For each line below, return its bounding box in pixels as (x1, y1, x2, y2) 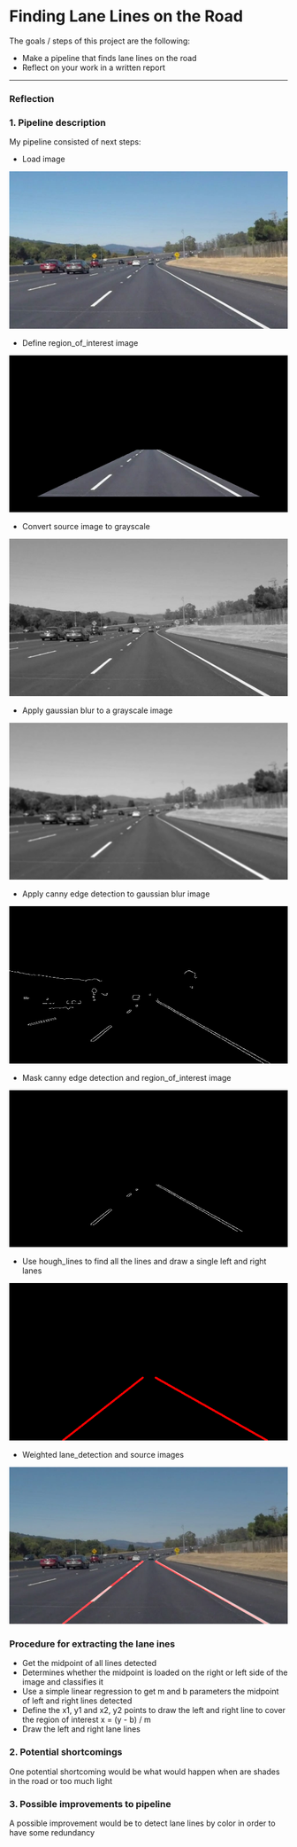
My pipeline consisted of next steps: (9, 137, 141, 147)
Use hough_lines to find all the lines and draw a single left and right (21, 1256, 267, 1267)
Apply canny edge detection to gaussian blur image (21, 888, 210, 899)
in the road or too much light (9, 1775, 113, 1786)
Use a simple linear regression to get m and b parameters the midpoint (21, 1687, 279, 1697)
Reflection (9, 92, 55, 105)
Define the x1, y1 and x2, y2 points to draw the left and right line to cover (21, 1705, 286, 1716)
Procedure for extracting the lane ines (9, 1638, 175, 1650)
